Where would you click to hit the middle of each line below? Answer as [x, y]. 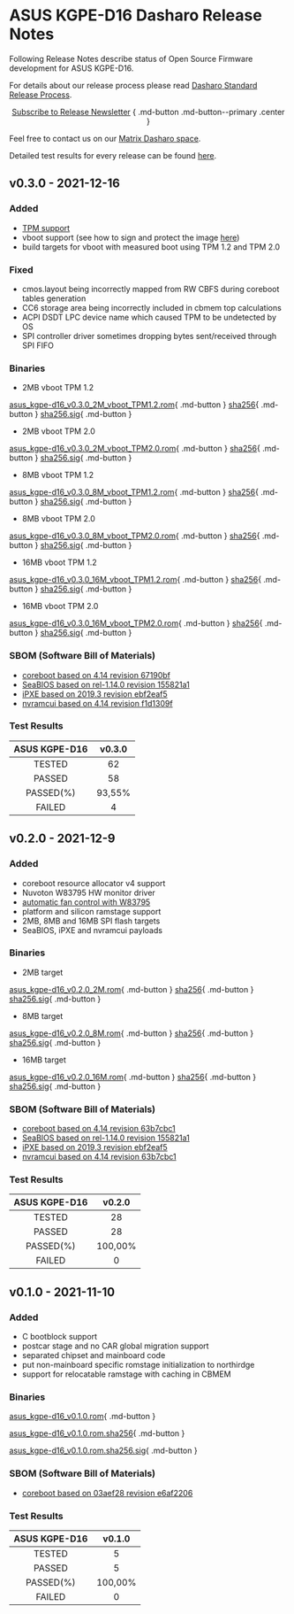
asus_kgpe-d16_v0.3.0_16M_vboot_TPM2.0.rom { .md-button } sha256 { [136, 623]
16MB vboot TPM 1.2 [59, 562]
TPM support [46, 228]
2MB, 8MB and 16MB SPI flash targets [91, 921]
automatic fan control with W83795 [86, 902]
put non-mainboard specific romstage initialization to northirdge [138, 1365]
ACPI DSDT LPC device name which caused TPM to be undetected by [149, 317]
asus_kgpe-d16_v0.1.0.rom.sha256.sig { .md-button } [103, 1451]
